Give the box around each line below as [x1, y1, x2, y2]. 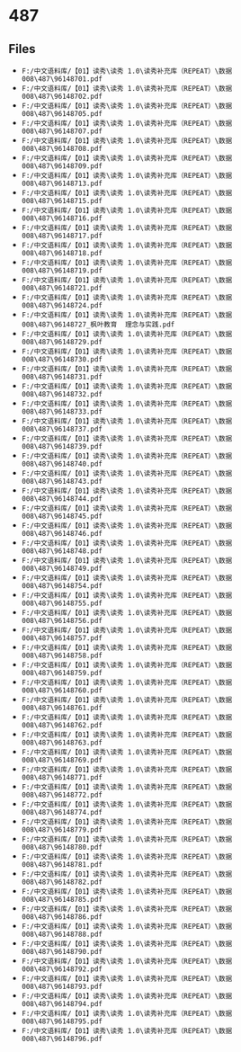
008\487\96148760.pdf [21, 686, 103, 695]
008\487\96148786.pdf [21, 913, 103, 922]
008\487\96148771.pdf [21, 773, 103, 782]
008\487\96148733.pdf [21, 407, 103, 416]
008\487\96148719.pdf [21, 266, 103, 275]
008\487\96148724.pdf [21, 301, 103, 310]
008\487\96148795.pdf [21, 1017, 103, 1026]
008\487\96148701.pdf [21, 75, 103, 84]
